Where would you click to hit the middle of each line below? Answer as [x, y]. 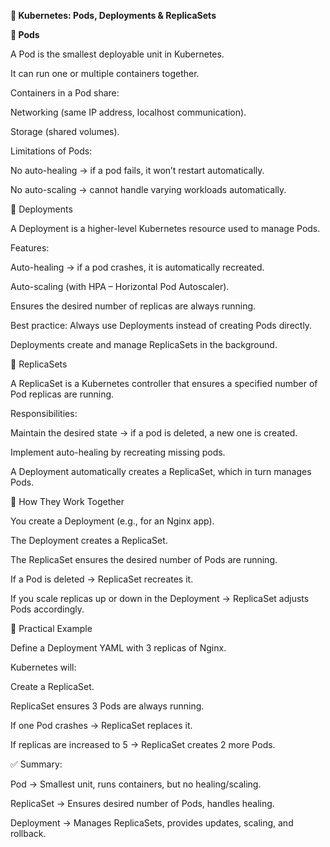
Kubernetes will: [43, 667]
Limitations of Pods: [51, 151]
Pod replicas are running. [62, 394]
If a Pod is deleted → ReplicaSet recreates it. [102, 579]
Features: [30, 248]
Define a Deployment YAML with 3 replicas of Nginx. [118, 648]
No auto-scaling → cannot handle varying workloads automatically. [148, 189]
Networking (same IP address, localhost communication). [128, 112]
